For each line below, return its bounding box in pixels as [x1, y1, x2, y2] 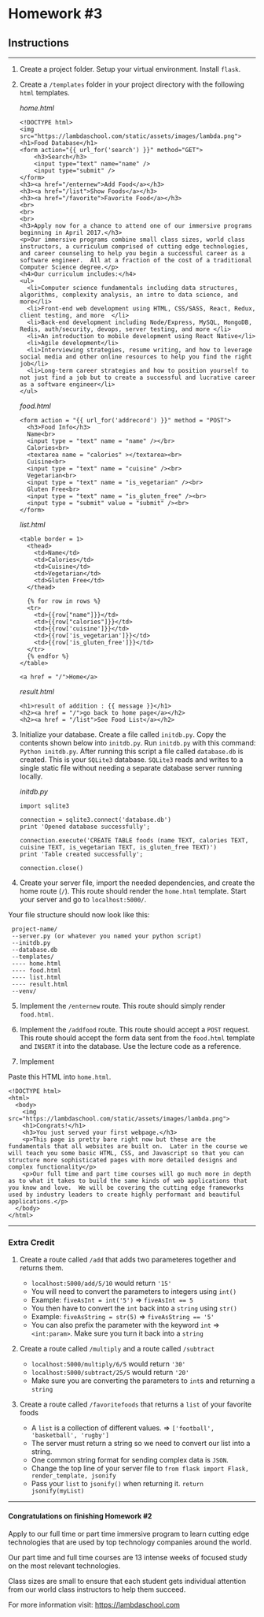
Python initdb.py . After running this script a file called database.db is [19, 746, 244, 756]
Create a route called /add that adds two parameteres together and [19, 1255, 236, 1265]
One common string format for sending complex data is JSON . [31, 1455, 229, 1465]
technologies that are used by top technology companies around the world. [8, 1537, 252, 1547]
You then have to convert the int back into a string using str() [31, 1303, 237, 1313]
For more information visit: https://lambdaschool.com [8, 1600, 181, 1609]
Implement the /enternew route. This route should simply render [19, 1002, 225, 1010]
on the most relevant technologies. [8, 1561, 120, 1571]
